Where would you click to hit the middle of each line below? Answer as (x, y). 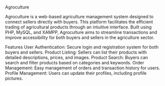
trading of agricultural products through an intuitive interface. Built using (78, 27)
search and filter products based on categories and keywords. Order (75, 63)
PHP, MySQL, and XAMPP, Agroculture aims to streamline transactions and (81, 32)
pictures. (14, 78)
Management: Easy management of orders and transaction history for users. (83, 68)
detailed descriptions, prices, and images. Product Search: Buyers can (77, 57)
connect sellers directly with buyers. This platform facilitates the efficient (79, 22)
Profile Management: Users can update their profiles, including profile (76, 73)
